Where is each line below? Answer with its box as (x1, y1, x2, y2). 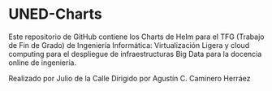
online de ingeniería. (8, 58, 77, 67)
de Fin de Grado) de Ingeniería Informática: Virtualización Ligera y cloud (8, 40, 250, 50)
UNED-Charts (8, 5, 103, 24)
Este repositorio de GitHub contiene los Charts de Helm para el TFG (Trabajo (8, 32, 265, 41)
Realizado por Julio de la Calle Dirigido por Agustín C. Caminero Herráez (8, 73, 251, 83)
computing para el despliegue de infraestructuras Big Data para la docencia (8, 49, 262, 58)
